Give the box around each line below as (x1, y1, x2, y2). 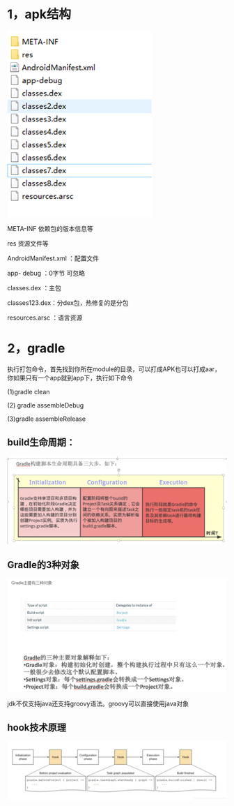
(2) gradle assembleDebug (7, 401, 84, 409)
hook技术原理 (7, 722, 67, 733)
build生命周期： (7, 437, 75, 449)
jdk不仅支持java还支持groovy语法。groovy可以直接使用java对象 (7, 699, 189, 708)
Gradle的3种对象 (7, 559, 80, 571)
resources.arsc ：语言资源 (7, 313, 83, 322)
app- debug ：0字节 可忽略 (7, 269, 86, 277)
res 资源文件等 (7, 239, 49, 248)
